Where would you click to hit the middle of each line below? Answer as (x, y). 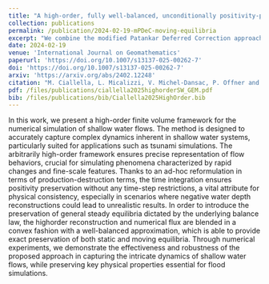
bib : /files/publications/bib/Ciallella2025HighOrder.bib (107, 98)
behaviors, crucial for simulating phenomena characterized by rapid (120, 163)
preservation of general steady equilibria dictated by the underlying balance (134, 214)
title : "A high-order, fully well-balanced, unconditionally (112, 16)
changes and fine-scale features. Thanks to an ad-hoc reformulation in (125, 171)
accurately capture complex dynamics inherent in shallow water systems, (129, 138)
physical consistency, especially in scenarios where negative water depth (130, 197)
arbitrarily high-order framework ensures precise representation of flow (126, 154)
